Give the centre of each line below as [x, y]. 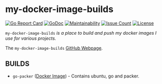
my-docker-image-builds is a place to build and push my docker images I [81, 33]
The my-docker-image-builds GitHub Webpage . [54, 48]
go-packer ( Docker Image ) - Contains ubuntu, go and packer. [76, 76]
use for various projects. [31, 38]
